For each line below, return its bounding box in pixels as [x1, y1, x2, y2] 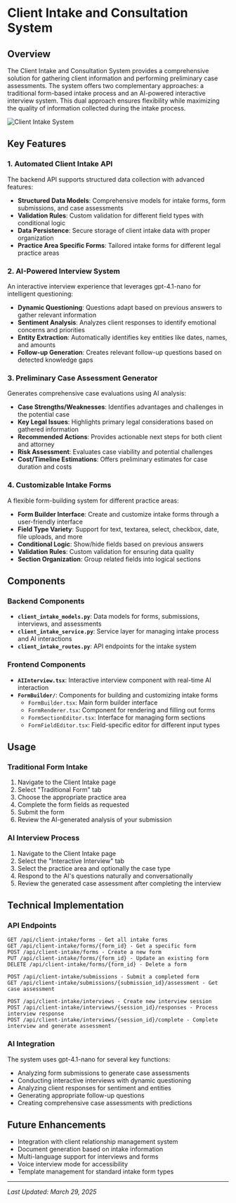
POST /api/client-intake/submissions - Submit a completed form [7, 974, 199, 981]
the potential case [17, 410, 70, 419]
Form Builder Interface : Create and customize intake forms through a [17, 510, 219, 518]
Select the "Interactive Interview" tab [17, 857, 125, 865]
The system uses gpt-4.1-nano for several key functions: [7, 1054, 171, 1064]
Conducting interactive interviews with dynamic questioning [17, 1076, 192, 1085]
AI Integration [7, 1039, 55, 1049]
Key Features [7, 138, 67, 150]
